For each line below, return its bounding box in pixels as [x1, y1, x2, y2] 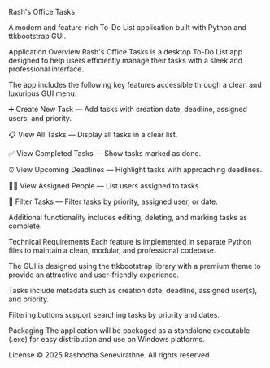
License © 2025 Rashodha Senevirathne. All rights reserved [8, 350, 210, 360]
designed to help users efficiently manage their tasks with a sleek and [8, 56, 242, 65]
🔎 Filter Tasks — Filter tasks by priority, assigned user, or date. [8, 197, 218, 206]
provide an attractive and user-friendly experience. [8, 270, 180, 279]
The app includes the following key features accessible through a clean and [8, 80, 262, 89]
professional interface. [8, 64, 84, 74]
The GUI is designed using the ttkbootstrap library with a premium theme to [8, 262, 262, 271]
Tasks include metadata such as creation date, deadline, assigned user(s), [8, 286, 258, 295]
